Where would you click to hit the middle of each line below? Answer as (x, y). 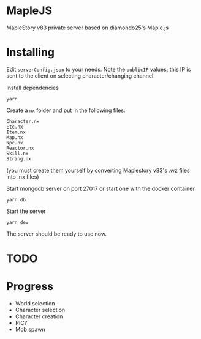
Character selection (40, 310)
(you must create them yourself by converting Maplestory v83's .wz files (98, 170)
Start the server (26, 211)
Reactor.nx (20, 148)
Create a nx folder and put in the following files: (66, 110)
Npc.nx (15, 143)
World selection (35, 303)
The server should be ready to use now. (57, 234)
